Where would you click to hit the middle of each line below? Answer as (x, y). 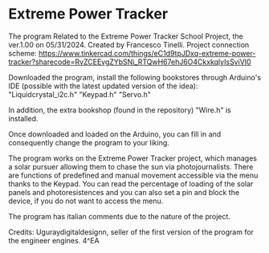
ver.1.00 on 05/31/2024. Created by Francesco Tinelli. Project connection (129, 44)
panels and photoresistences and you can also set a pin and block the (124, 192)
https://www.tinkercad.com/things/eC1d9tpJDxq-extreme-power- (147, 53)
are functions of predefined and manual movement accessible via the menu (133, 175)
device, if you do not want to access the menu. (86, 201)
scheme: (23, 53)
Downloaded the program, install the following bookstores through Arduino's (135, 77)
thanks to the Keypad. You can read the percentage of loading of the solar (131, 184)
